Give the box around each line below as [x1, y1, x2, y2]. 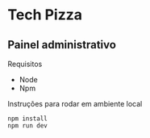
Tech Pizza [7, 6, 82, 24]
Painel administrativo [7, 38, 116, 52]
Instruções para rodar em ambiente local [7, 99, 143, 108]
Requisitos [7, 59, 43, 69]
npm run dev [7, 122, 48, 130]
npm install [7, 115, 48, 123]
